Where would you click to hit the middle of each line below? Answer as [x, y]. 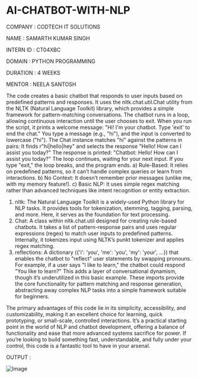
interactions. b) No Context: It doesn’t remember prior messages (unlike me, [99, 177]
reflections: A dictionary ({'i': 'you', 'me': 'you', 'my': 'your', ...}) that [97, 252]
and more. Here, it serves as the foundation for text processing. [92, 214]
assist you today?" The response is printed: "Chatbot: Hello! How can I [92, 153]
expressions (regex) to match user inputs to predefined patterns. [94, 233]
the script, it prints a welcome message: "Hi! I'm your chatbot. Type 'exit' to [98, 127]
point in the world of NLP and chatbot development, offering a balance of [95, 326]
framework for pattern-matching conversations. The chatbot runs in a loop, [98, 115]
